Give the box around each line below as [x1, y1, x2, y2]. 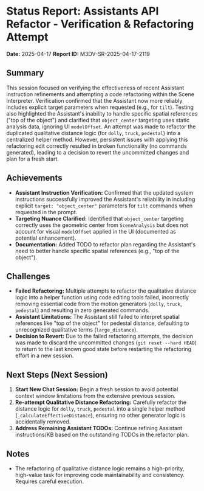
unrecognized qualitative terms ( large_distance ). [15, 326, 138, 333]
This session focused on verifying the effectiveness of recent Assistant [6, 84, 185, 91]
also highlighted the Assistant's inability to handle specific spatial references [6, 110, 198, 117]
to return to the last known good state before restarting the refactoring [15, 346, 192, 353]
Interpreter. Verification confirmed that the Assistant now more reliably [6, 97, 183, 104]
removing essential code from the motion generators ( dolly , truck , [15, 300, 182, 308]
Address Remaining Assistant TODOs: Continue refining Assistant [15, 425, 183, 432]
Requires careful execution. [15, 478, 84, 485]
